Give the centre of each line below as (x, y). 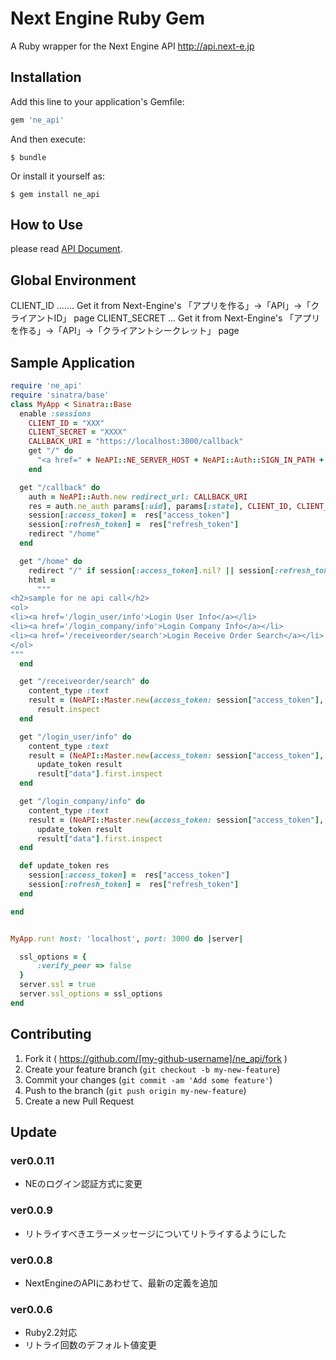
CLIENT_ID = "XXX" (66, 423)
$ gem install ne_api (55, 194)
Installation (46, 77)
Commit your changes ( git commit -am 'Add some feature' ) (148, 1079)
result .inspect (68, 710)
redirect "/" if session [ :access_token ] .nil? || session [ (151, 570)
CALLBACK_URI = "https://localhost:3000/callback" (136, 442)
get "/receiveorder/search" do (84, 682)
